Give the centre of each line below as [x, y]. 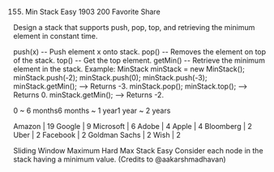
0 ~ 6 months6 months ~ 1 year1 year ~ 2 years [92, 110]
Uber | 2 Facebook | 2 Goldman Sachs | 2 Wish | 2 [97, 135]
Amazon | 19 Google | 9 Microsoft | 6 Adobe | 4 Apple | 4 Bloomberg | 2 [133, 126]
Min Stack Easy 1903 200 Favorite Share [92, 12]
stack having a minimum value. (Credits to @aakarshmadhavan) [120, 159]
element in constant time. [56, 36]
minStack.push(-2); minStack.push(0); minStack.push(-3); [110, 77]
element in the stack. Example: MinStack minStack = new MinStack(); [129, 69]
